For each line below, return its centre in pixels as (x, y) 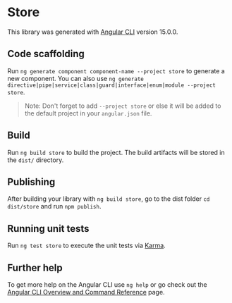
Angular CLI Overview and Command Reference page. (86, 292)
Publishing (31, 181)
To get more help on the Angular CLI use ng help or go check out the (107, 285)
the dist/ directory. (36, 160)
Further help (35, 267)
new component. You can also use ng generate (76, 78)
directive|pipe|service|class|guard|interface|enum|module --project (112, 85)
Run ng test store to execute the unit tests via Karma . (86, 246)
